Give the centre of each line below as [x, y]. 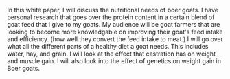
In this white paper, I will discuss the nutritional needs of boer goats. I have [113, 10]
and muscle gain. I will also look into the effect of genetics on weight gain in [114, 61]
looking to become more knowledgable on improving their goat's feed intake [115, 32]
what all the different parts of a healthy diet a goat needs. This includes [108, 46]
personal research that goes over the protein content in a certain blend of [111, 17]
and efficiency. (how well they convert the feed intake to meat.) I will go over [115, 39]
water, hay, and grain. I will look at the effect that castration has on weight [112, 54]
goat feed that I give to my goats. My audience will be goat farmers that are [114, 24]
